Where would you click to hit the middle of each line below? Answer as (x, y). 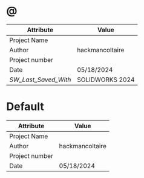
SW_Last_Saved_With (40, 80)
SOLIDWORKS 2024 (106, 80)
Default (25, 107)
